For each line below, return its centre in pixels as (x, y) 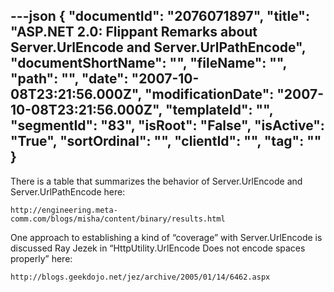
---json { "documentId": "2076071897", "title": (160, 16)
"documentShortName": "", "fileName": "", (148, 63)
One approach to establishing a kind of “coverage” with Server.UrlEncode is (166, 237)
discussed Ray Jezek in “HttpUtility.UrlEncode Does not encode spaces (158, 248)
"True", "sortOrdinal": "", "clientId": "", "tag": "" (166, 141)
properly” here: (41, 258)
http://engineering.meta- (64, 210)
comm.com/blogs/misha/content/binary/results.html (118, 219)
